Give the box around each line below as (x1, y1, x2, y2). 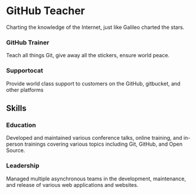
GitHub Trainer (6, 38, 50, 47)
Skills (6, 103, 27, 113)
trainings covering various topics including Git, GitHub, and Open (24, 140, 183, 148)
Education (6, 121, 37, 129)
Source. (6, 147, 25, 154)
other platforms (6, 86, 44, 93)
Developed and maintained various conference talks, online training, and (6, 134, 182, 142)
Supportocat (6, 67, 43, 75)
